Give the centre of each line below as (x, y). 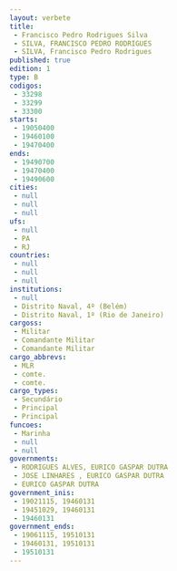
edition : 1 (30, 69)
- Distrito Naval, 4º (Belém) (70, 306)
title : (22, 26)
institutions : (36, 289)
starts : (24, 119)
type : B (24, 78)
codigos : (26, 86)
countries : (30, 255)
